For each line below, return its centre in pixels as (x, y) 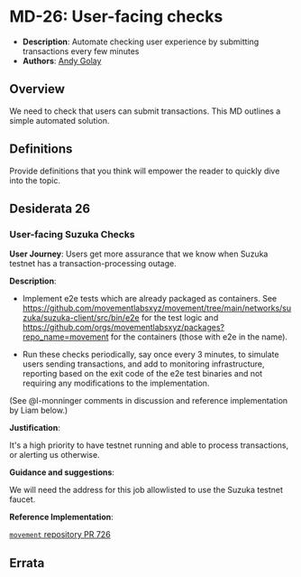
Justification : (35, 428)
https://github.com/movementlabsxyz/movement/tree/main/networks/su (157, 308)
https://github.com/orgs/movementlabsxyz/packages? (123, 328)
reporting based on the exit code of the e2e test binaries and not (142, 374)
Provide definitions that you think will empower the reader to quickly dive (145, 171)
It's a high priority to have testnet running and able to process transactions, (149, 445)
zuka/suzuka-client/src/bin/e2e (81, 318)
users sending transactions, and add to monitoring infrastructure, (143, 364)
